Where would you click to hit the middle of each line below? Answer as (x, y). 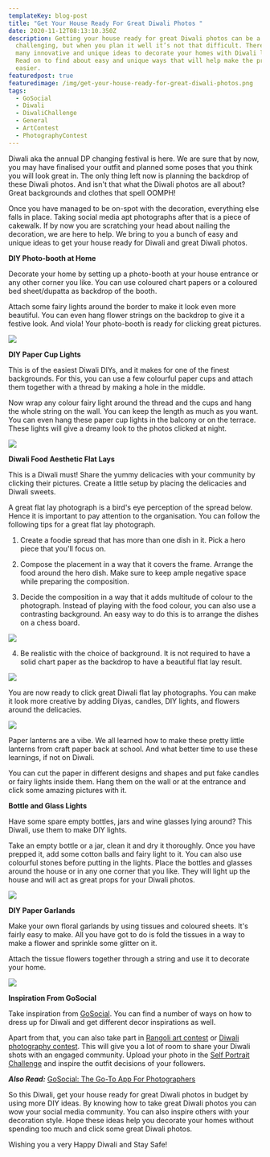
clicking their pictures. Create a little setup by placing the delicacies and (127, 483)
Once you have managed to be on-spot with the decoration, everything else (134, 208)
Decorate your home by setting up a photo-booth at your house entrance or (133, 274)
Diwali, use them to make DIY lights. (67, 829)
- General (32, 121)
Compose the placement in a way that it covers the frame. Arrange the (137, 564)
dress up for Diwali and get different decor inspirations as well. (112, 1022)
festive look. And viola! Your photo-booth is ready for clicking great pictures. (135, 324)
